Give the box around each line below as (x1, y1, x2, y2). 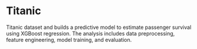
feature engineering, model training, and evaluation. (6, 36, 132, 43)
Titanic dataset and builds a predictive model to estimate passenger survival (6, 24, 192, 31)
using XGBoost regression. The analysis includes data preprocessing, (6, 30, 175, 37)
